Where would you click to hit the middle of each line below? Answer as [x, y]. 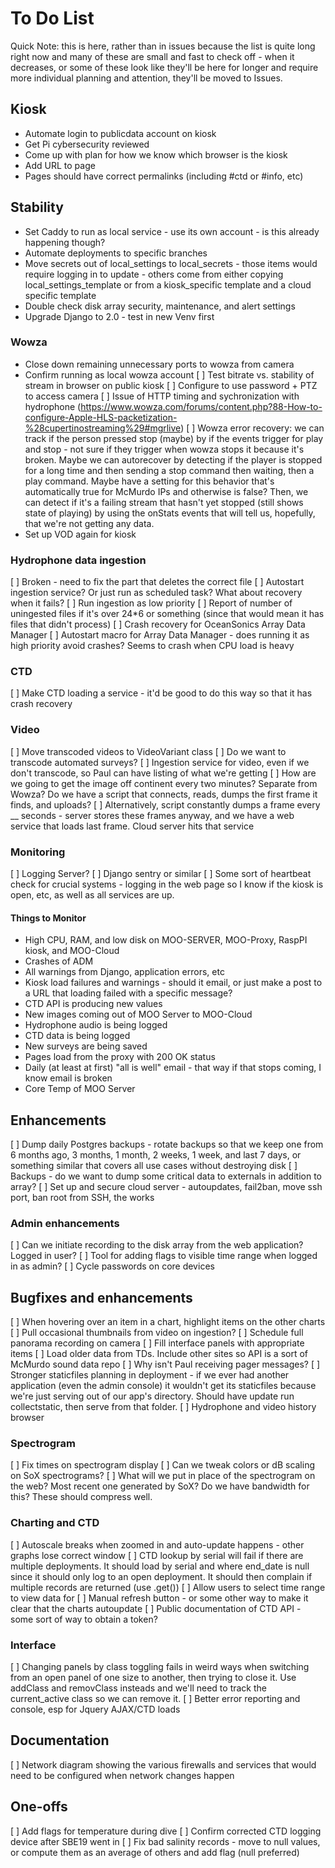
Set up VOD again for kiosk [80, 534]
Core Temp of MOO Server [80, 1089]
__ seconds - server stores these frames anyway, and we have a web [152, 815]
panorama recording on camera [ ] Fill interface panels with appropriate [157, 1343]
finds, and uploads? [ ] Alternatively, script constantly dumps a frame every [165, 804]
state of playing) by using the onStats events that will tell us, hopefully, [170, 513]
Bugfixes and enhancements [101, 1297]
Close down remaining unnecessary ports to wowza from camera [159, 364]
